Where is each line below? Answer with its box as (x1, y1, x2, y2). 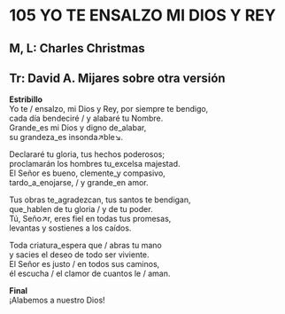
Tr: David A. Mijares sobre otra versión (9, 70, 226, 85)
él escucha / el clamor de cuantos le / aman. (9, 268, 171, 279)
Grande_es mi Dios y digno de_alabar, (9, 122, 147, 133)
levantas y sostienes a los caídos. (9, 223, 132, 233)
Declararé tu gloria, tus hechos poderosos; (9, 149, 166, 160)
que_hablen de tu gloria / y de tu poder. (9, 204, 153, 215)
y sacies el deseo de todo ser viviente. (9, 249, 150, 260)
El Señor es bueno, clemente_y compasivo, (9, 168, 166, 178)
